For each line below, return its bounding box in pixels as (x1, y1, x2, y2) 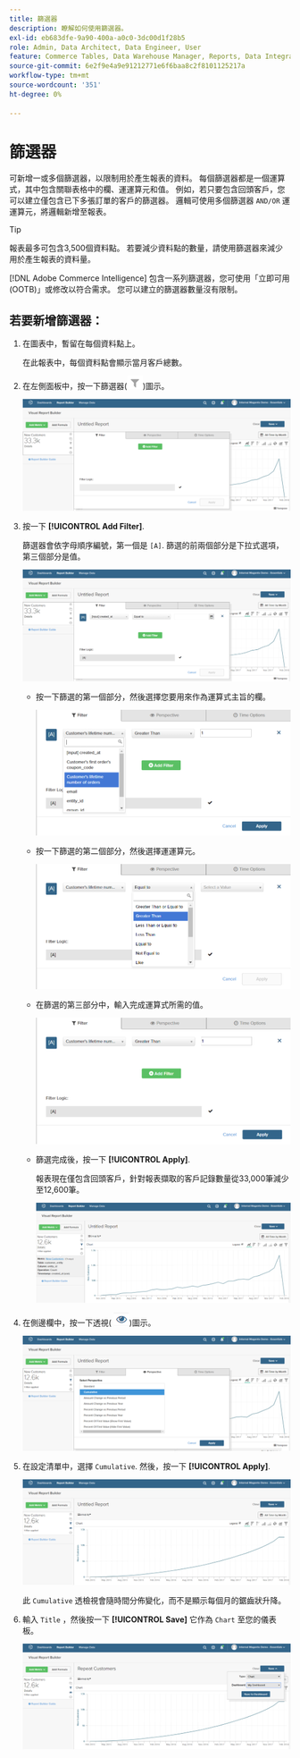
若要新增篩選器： (9, 313, 104, 328)
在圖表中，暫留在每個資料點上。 (21, 338, 140, 349)
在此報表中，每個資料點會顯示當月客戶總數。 (21, 358, 187, 368)
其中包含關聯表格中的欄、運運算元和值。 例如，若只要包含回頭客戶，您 (24, 184, 286, 195)
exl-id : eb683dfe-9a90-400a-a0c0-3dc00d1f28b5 (9, 33, 186, 42)
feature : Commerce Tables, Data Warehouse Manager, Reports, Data (9, 52, 262, 62)
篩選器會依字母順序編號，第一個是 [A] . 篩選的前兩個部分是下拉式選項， (21, 540, 284, 551)
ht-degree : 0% (9, 89, 62, 98)
